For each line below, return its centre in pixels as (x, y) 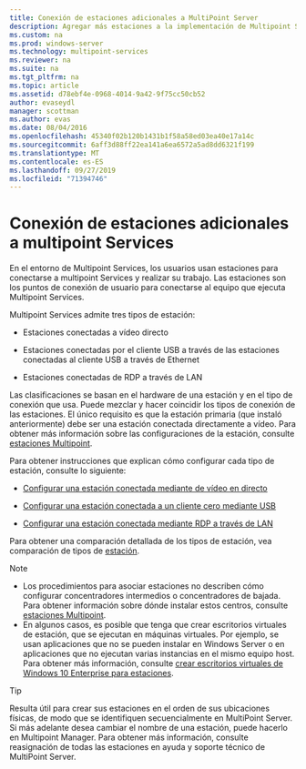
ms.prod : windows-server (56, 43)
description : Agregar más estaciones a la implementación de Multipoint (150, 26)
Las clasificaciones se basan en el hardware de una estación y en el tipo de (151, 395)
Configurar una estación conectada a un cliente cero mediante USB (149, 506)
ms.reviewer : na (40, 60)
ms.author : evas (40, 119)
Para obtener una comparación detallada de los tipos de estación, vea (141, 541)
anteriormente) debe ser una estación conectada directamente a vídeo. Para (153, 424)
